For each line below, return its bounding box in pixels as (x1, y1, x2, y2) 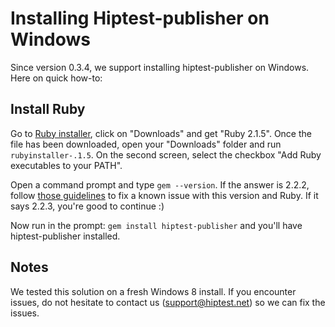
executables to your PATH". (10, 159, 123, 171)
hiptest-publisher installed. (10, 230, 121, 242)
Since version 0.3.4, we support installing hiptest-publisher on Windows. (10, 61, 310, 73)
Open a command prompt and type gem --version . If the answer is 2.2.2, (10, 178, 310, 191)
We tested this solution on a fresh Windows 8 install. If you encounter (10, 285, 297, 297)
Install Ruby (10, 101, 86, 118)
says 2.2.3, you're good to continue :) (10, 200, 165, 212)
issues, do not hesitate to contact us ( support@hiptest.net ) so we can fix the (10, 296, 326, 308)
